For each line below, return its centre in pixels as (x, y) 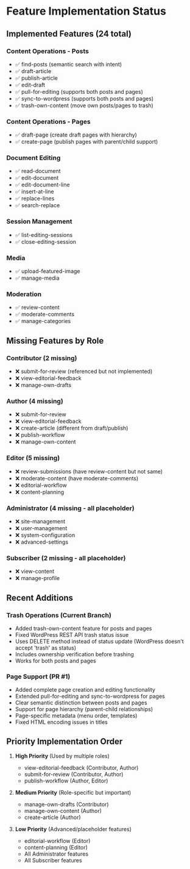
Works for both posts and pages (55, 661)
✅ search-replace (37, 205)
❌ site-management (40, 521)
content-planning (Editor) (56, 848)
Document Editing (33, 158)
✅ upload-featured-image (47, 271)
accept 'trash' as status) (46, 648)
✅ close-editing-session (46, 241)
